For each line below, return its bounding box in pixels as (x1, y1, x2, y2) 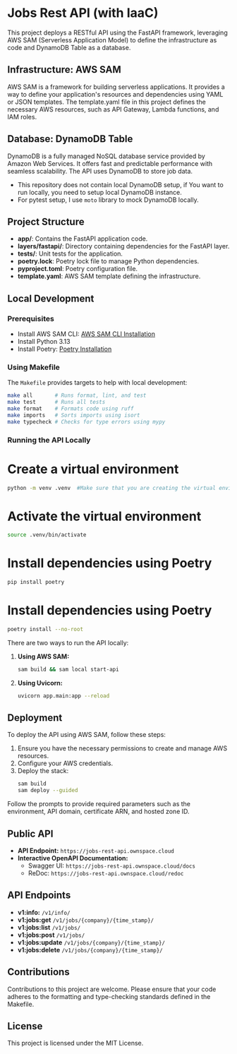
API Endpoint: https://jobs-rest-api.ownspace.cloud (17, 846, 174, 855)
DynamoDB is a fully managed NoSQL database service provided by (7, 152, 206, 160)
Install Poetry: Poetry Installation (17, 345, 112, 354)
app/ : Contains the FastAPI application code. (17, 234, 148, 243)
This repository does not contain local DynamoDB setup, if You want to (17, 180, 224, 188)
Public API (7, 827, 54, 839)
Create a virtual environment (7, 461, 179, 477)
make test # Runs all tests (7, 399, 106, 406)
